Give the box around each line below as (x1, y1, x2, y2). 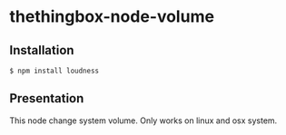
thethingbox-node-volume (9, 6, 215, 27)
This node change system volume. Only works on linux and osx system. (9, 115, 278, 126)
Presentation (9, 91, 84, 106)
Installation (9, 43, 74, 58)
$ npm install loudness (9, 66, 100, 75)
